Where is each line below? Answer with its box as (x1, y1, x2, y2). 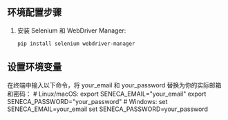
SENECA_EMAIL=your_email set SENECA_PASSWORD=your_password (7, 105, 209, 113)
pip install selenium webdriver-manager (17, 40, 135, 47)
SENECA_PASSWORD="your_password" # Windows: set (7, 97, 168, 105)
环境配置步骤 (7, 6, 62, 19)
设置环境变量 (7, 61, 62, 73)
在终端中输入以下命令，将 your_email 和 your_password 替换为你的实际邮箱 (7, 80, 222, 89)
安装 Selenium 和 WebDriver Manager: (17, 26, 126, 35)
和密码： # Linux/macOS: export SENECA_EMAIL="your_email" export (7, 89, 207, 98)
